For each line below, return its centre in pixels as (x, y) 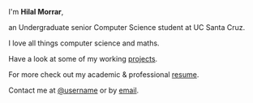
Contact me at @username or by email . (74, 90)
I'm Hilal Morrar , (36, 12)
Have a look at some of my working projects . (83, 59)
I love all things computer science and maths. (84, 43)
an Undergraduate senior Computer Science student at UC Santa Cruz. (127, 27)
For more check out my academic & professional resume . (104, 75)
